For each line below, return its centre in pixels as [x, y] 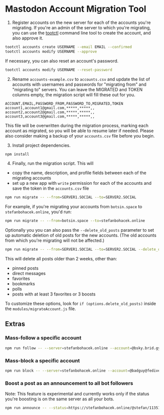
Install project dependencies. [41, 145]
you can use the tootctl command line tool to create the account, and [82, 33]
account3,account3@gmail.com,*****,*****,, [50, 116]
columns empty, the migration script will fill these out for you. [74, 95]
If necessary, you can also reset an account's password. [62, 61]
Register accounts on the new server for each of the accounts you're [82, 22]
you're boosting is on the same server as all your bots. [60, 399]
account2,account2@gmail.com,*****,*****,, [50, 112]
